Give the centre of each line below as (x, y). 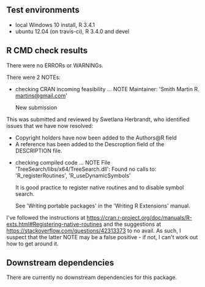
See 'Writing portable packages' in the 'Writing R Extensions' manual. (103, 206)
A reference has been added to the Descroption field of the (90, 144)
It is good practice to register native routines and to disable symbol (99, 187)
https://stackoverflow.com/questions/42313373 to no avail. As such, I (94, 230)
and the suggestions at (132, 224)
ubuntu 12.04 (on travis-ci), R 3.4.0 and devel (72, 31)
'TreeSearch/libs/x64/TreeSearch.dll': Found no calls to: (86, 169)
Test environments (43, 10)
